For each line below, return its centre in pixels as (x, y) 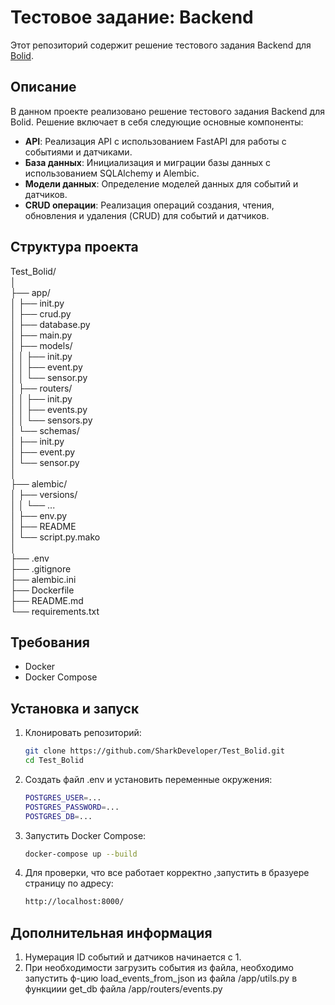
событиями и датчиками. (78, 152)
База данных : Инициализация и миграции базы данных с (148, 162)
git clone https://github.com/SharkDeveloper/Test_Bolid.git (155, 751)
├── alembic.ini (43, 579)
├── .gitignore (41, 568)
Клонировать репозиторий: (83, 733)
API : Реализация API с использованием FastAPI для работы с (155, 141)
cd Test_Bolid (54, 761)
